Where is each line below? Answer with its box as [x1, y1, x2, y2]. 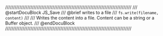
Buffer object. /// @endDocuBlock [5, 20, 75, 26]
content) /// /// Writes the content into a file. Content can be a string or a [5, 15, 154, 20]
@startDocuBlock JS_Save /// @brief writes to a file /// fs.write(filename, [5, 9, 159, 15]
